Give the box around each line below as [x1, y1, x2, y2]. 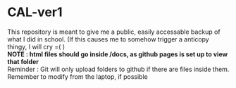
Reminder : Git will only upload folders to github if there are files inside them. [7, 65, 230, 73]
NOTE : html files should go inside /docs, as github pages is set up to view [7, 50, 228, 58]
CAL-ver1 [7, 4, 63, 20]
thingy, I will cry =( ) [7, 42, 66, 51]
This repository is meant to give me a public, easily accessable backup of [7, 27, 221, 36]
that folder [7, 57, 39, 65]
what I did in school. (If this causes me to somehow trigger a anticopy [7, 34, 209, 43]
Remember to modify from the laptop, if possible [7, 72, 148, 81]
